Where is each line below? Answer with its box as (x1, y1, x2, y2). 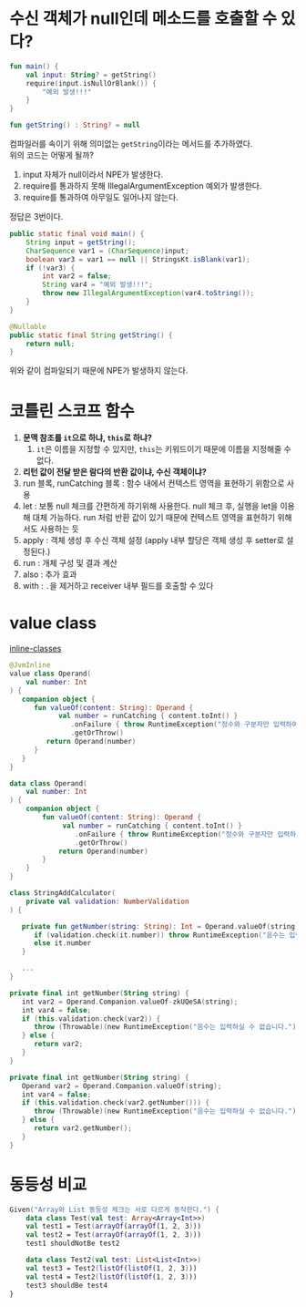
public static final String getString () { (9, 330, 173, 340)
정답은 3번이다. (9, 211, 64, 222)
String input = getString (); (25, 238, 137, 247)
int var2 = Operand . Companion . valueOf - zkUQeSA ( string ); (21, 997, 239, 1006)
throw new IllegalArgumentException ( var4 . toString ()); (42, 289, 255, 298)
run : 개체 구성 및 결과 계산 (22, 558, 118, 569)
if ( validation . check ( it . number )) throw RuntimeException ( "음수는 (33, 931, 285, 940)
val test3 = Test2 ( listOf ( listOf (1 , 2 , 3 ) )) (25, 1263, 198, 1272)
